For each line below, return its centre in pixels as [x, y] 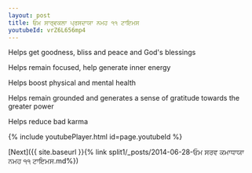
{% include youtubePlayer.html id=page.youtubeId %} [95, 137]
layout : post [29, 15]
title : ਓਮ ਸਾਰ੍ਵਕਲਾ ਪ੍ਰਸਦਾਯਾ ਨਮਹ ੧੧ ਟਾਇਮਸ [74, 23]
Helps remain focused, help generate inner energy [89, 68]
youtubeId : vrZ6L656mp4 [47, 30]
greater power [31, 106]
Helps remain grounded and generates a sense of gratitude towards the [124, 98]
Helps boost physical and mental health [72, 83]
